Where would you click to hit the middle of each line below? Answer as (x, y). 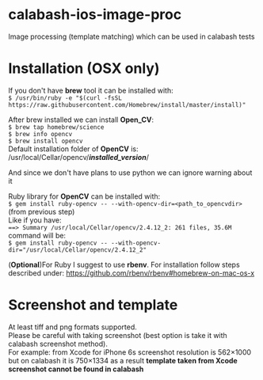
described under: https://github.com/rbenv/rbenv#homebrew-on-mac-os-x (131, 273)
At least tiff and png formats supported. (72, 327)
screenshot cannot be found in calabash (76, 369)
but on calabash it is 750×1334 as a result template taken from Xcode (123, 360)
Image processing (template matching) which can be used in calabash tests (131, 36)
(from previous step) (42, 211)
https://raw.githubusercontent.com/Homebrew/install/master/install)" (127, 104)
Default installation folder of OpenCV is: (73, 149)
